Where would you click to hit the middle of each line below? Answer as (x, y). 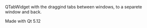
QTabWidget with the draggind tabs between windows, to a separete (73, 7)
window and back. (24, 12)
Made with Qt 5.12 (23, 21)
